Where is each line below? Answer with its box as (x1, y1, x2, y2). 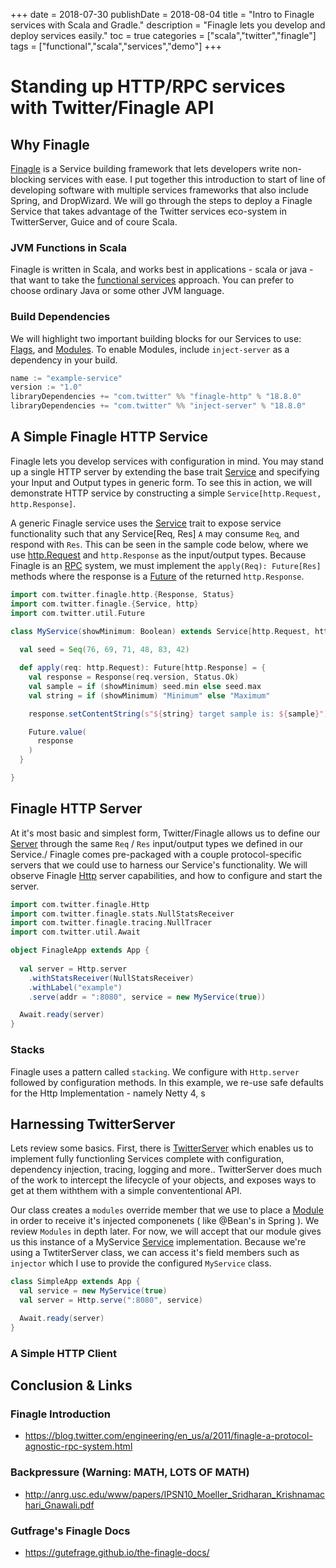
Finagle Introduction (10, 1407, 111, 1421)
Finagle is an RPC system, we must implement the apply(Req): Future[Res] (10, 559, 322, 571)
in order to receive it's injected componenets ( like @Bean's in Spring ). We (10, 1215, 320, 1227)
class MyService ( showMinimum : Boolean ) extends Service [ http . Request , (10, 626, 311, 636)
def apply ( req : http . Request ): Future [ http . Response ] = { (19, 663, 267, 673)
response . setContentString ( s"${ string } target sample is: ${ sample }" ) (28, 709, 329, 719)
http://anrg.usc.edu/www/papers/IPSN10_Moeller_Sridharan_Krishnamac (24, 1488, 326, 1500)
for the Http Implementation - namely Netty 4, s (10, 1087, 206, 1099)
